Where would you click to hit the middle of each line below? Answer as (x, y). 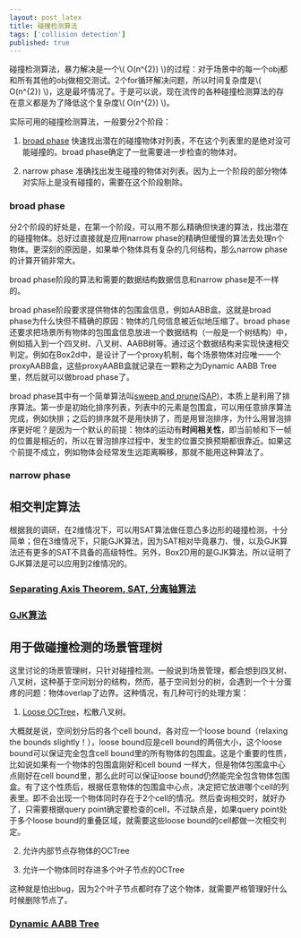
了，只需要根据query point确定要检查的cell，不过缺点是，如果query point (144, 809)
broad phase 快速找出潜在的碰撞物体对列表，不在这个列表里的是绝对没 (153, 141)
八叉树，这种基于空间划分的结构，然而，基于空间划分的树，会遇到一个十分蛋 (150, 681)
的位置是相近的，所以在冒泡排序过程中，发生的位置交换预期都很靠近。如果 (146, 441)
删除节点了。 (48, 899)
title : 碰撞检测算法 (43, 26)
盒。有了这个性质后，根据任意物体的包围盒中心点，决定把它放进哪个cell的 (145, 787)
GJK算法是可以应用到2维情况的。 (71, 564)
